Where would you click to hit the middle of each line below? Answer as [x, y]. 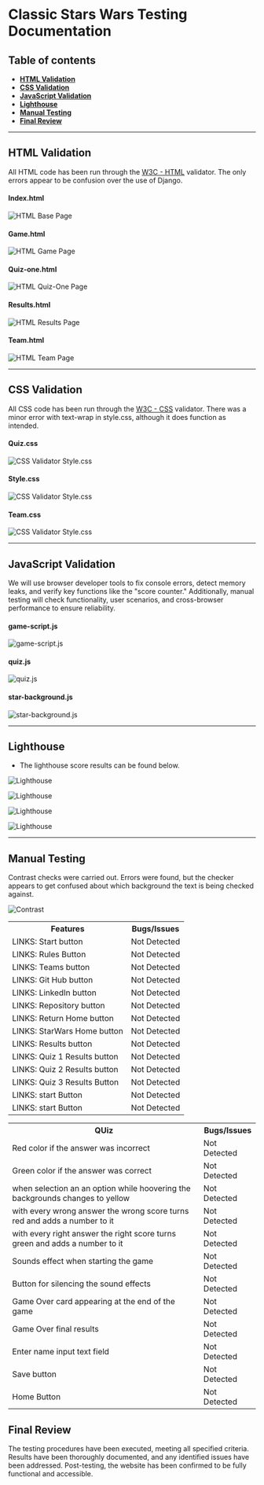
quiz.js [20, 661]
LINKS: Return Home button [63, 1019]
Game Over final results [56, 1329]
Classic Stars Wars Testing [98, 15]
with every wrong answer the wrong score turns [101, 1211]
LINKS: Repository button [59, 1006]
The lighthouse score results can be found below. [99, 765]
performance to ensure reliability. [62, 608]
